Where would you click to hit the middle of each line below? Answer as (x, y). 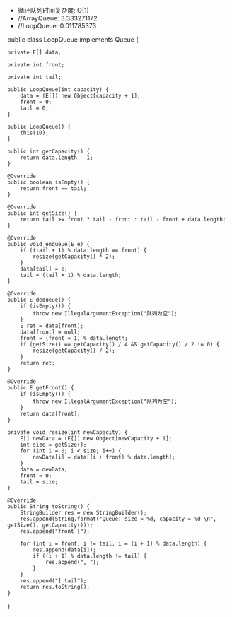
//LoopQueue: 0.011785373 (57, 26)
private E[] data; (34, 52)
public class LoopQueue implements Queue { (73, 40)
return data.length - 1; (57, 158)
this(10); (35, 133)
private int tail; (34, 77)
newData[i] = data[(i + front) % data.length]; (104, 457)
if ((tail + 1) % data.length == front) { (83, 250)
